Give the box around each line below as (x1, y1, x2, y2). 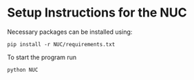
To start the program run (7, 53, 77, 61)
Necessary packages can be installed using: (7, 28, 133, 36)
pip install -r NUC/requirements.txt (7, 41, 116, 48)
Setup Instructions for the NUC (7, 5, 187, 21)
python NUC (7, 66, 39, 73)
